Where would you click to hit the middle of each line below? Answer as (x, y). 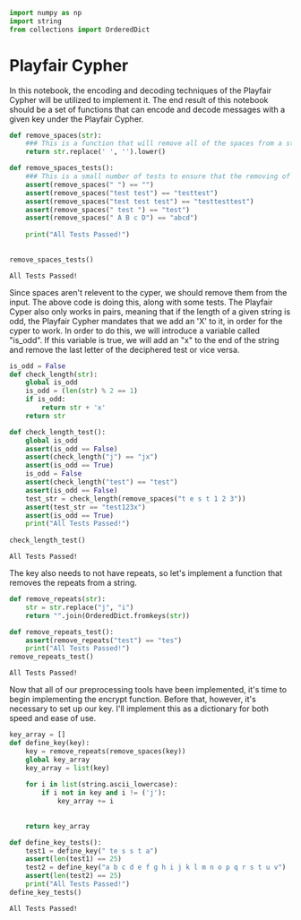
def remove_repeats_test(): (62, 632)
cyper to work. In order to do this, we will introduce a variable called (134, 331)
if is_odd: (46, 400)
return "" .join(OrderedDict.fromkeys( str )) (108, 615)
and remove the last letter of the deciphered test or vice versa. (125, 349)
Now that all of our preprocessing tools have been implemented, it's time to (148, 690)
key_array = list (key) (68, 768)
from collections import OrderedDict (80, 30)
